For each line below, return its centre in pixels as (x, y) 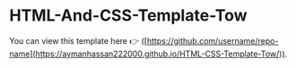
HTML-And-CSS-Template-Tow (129, 16)
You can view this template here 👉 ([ (78, 40)
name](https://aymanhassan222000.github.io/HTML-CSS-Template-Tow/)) (147, 54)
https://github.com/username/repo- (213, 40)
